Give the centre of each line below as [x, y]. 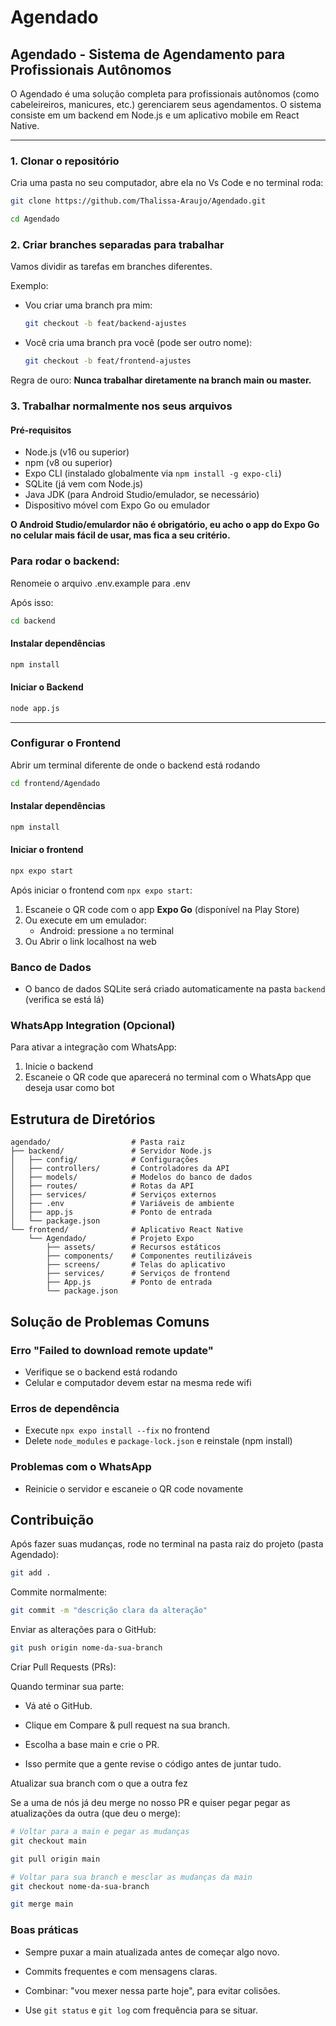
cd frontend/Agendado [55, 783]
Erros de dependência [65, 1408]
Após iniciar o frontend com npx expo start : [101, 890]
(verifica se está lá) [64, 1000]
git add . [31, 1573]
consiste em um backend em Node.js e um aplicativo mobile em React [155, 115]
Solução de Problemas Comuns [110, 1321]
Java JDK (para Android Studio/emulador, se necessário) [142, 495]
